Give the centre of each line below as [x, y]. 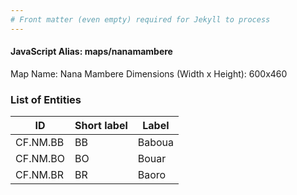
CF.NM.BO [40, 159]
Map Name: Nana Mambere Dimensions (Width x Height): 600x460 [149, 73]
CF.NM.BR [39, 175]
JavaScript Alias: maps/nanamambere [91, 52]
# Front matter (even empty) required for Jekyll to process [140, 19]
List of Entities [46, 99]
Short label [101, 126]
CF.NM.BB [40, 143]
